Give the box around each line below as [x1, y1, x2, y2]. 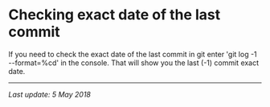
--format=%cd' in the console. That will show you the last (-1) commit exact [8, 58, 260, 68]
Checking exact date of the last [8, 6, 221, 24]
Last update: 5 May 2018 [8, 89, 91, 99]
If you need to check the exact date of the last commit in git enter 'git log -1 [8, 49, 257, 59]
